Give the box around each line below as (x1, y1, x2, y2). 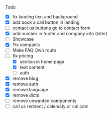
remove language (12, 86, 49, 92)
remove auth (12, 81, 39, 87)
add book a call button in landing (12, 19, 80, 25)
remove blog (12, 75, 39, 81)
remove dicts (12, 92, 39, 98)
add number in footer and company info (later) (12, 31, 108, 37)
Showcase (12, 36, 34, 42)
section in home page (19, 58, 65, 64)
